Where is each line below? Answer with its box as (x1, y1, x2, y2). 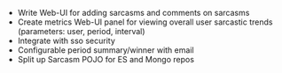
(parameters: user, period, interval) (17, 26, 145, 36)
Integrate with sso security (17, 35, 115, 46)
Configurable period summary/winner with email (17, 45, 194, 55)
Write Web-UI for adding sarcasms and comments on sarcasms (17, 8, 250, 18)
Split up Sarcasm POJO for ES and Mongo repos (17, 55, 195, 64)
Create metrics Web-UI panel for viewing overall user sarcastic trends (17, 17, 273, 27)
